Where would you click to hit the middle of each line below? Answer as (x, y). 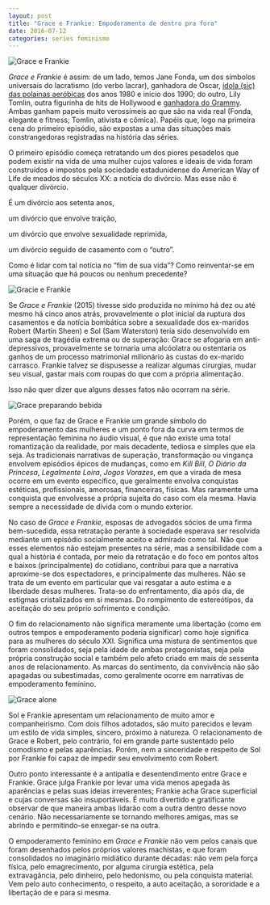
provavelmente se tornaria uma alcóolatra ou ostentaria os (150, 348)
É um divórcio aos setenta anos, (61, 203)
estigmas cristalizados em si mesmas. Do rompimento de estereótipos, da (131, 600)
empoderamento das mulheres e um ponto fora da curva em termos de (126, 430)
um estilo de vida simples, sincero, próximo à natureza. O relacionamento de (135, 733)
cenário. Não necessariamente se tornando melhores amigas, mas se (123, 817)
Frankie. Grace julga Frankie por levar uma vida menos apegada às (119, 783)
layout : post (30, 16)
